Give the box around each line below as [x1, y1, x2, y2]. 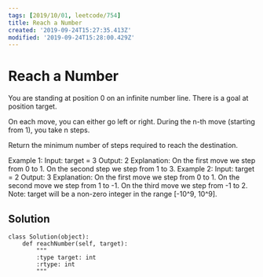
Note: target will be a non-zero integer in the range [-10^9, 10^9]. [8, 190, 217, 199]
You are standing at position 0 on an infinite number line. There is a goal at [8, 94, 249, 103]
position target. [8, 102, 57, 111]
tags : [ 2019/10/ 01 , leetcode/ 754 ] [8, 11, 122, 20]
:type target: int [36, 253, 97, 261]
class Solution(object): [8, 233, 89, 241]
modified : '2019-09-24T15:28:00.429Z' [8, 33, 135, 42]
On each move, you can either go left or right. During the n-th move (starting [8, 117, 255, 127]
